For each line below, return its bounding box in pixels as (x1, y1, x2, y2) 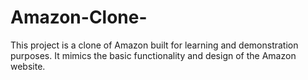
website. (10, 60, 46, 72)
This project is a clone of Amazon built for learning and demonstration (10, 39, 299, 51)
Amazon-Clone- (10, 6, 148, 29)
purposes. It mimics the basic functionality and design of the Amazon (10, 49, 297, 61)
